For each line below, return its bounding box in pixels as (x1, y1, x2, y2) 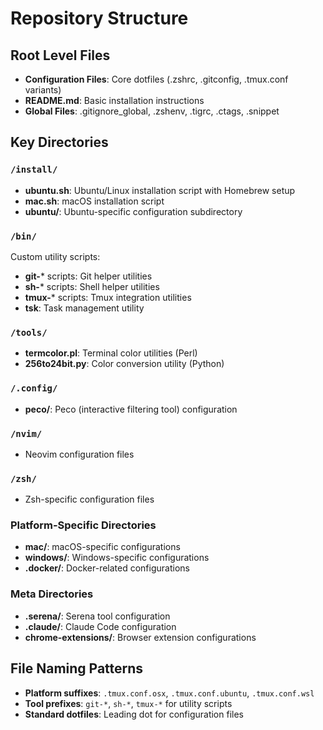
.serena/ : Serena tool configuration (24, 610, 171, 622)
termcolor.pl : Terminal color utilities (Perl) (24, 347, 198, 359)
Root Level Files (10, 47, 111, 64)
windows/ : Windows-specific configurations (24, 552, 210, 564)
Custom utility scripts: (10, 250, 101, 262)
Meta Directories (10, 587, 94, 601)
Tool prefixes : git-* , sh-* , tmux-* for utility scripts (24, 697, 233, 709)
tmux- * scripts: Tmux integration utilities (24, 291, 192, 303)
